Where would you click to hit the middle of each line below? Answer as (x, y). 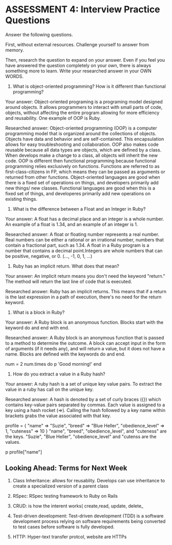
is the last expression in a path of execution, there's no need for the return (83, 297)
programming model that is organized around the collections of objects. (81, 133)
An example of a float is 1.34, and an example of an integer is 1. (72, 224)
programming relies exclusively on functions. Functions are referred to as (82, 166)
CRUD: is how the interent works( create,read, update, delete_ (78, 506)
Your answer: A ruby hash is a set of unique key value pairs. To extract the (84, 384)
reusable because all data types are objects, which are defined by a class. (83, 149)
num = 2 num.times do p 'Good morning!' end (53, 364)
